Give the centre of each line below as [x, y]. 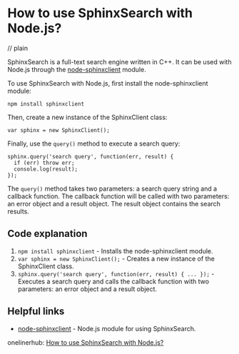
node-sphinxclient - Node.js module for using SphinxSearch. [107, 328]
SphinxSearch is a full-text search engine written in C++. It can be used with [119, 61]
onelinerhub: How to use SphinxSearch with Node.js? [86, 342]
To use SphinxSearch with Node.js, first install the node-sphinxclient [108, 83]
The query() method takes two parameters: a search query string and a [112, 188]
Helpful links [36, 312]
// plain [18, 48]
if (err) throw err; [44, 163]
